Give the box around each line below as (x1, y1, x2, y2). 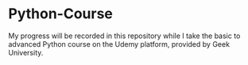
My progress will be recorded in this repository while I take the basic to (8, 31, 241, 40)
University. (8, 48, 44, 57)
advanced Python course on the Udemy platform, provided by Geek (8, 39, 231, 48)
